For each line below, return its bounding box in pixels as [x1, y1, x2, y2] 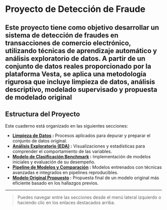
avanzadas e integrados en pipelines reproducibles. [12, 170, 118, 176]
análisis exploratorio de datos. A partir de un [5, 54, 146, 63]
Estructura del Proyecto [5, 110, 81, 118]
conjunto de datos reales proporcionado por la [5, 62, 152, 70]
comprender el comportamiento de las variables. [12, 148, 112, 154]
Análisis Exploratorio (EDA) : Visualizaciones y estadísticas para [12, 143, 145, 149]
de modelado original [5, 93, 72, 101]
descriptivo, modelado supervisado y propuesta [5, 85, 158, 94]
